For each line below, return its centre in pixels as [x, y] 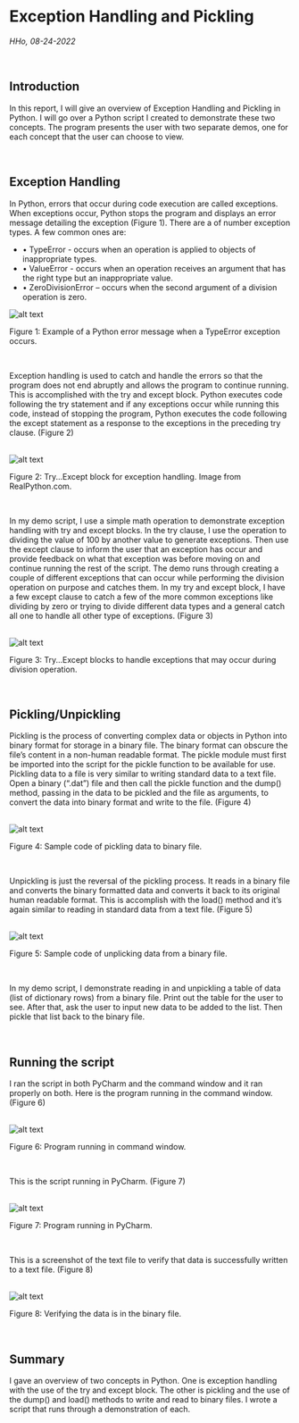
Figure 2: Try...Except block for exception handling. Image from [125, 476]
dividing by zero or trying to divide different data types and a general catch [147, 606]
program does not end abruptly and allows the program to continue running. [149, 385]
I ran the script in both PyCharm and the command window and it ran [136, 1084]
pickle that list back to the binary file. [77, 1017]
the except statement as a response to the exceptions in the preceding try [145, 423]
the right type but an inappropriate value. [98, 278]
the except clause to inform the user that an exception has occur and [136, 549]
